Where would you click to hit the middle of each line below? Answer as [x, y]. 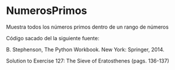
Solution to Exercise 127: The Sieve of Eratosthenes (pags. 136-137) [87, 61]
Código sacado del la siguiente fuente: [53, 38]
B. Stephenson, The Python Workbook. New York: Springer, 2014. [85, 49]
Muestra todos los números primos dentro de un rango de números [87, 27]
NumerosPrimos [47, 11]
